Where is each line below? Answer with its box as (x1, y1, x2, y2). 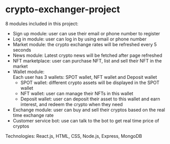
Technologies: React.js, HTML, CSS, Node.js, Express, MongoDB (5, 133, 142, 139)
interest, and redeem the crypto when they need (20, 101, 123, 107)
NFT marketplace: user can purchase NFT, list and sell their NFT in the (12, 57, 162, 64)
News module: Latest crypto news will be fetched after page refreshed (12, 52, 163, 58)
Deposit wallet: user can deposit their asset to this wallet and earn (20, 96, 160, 102)
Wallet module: (12, 68, 45, 75)
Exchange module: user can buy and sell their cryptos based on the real (12, 107, 165, 113)
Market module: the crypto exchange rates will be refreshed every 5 (12, 41, 157, 47)
